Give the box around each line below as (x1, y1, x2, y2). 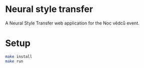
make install (5, 54, 32, 59)
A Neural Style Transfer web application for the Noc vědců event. (5, 20, 140, 26)
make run (5, 58, 23, 63)
